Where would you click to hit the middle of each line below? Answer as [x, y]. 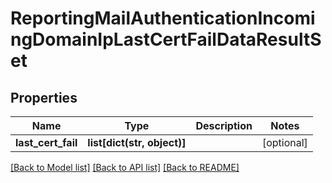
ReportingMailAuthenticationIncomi [163, 18]
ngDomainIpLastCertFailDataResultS [166, 39]
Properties [44, 97]
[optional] [284, 142]
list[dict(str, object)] [137, 142]
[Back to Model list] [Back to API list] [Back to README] [125, 167]
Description [224, 125]
